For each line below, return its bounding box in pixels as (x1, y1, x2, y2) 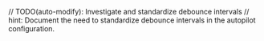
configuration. (8, 24, 55, 33)
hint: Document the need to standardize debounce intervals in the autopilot (8, 15, 256, 25)
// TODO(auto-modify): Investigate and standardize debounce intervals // (8, 7, 250, 16)
